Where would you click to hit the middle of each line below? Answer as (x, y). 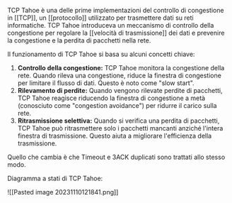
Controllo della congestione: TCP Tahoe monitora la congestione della (121, 68)
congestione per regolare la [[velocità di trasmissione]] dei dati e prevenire (116, 33)
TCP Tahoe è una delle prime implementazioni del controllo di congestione (116, 10)
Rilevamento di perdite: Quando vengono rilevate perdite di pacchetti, (120, 90)
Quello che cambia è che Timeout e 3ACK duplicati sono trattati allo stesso (116, 157)
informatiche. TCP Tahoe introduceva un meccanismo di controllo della (111, 25)
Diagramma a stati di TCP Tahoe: (55, 178)
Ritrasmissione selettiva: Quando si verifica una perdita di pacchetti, (118, 121)
